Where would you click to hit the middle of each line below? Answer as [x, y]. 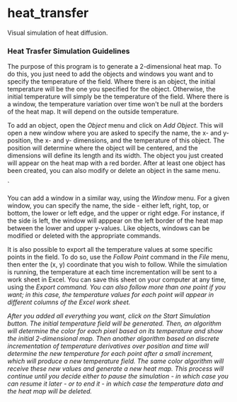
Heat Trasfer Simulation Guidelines [69, 51]
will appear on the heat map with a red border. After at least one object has [116, 163]
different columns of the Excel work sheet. [69, 302]
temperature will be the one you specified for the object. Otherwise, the [111, 89]
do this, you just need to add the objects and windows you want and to [110, 74]
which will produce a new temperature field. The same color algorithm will [116, 361]
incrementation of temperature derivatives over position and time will [108, 346]
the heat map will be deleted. [50, 391]
